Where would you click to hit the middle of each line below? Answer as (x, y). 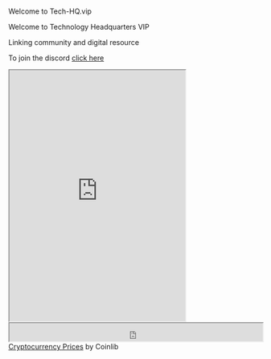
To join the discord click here (56, 58)
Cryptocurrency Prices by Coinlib (64, 347)
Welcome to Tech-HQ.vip (50, 11)
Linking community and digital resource (74, 43)
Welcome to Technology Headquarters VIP (79, 27)
